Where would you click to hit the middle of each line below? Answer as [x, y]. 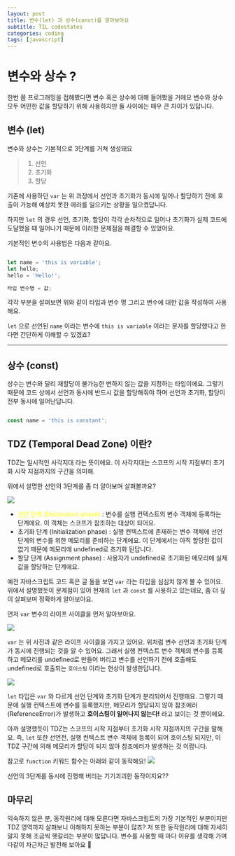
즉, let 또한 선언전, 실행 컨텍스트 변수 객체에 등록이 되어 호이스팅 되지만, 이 [119, 737]
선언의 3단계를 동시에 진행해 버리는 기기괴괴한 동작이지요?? [88, 775]
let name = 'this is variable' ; [54, 262]
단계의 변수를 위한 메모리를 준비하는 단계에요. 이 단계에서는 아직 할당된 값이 [120, 540]
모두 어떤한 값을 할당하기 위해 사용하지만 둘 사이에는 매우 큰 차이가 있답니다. [111, 106]
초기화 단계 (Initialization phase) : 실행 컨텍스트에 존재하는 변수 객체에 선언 [120, 531]
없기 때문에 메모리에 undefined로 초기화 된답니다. [85, 549]
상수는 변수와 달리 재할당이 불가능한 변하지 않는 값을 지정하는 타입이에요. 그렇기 [115, 384]
